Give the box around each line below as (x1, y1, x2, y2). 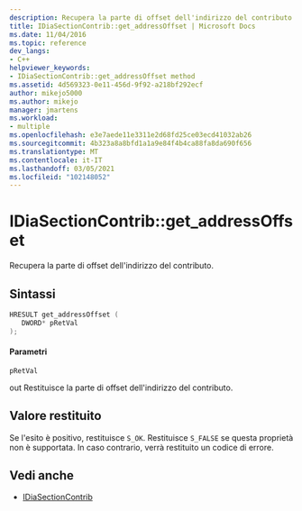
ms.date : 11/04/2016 (9, 30, 87, 39)
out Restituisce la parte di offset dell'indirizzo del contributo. (9, 382, 233, 393)
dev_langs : (9, 47, 50, 56)
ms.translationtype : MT (9, 147, 99, 156)
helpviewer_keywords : (9, 64, 91, 73)
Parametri (9, 346, 48, 357)
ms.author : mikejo (9, 96, 78, 106)
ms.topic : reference (9, 38, 87, 48)
